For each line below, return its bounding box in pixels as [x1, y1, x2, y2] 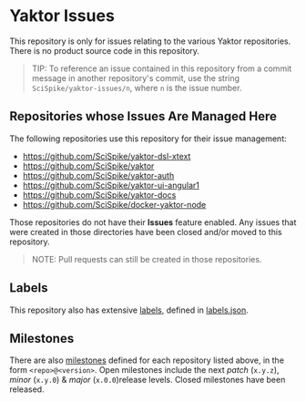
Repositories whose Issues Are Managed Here [9, 108, 278, 124]
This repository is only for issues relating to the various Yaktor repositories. [9, 36, 291, 46]
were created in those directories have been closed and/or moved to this [9, 226, 282, 237]
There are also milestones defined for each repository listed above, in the [9, 355, 285, 366]
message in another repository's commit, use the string [31, 72, 240, 83]
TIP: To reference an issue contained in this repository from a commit [31, 63, 292, 74]
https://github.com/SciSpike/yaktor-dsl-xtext [22, 150, 191, 161]
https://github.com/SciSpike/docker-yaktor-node [22, 199, 207, 210]
